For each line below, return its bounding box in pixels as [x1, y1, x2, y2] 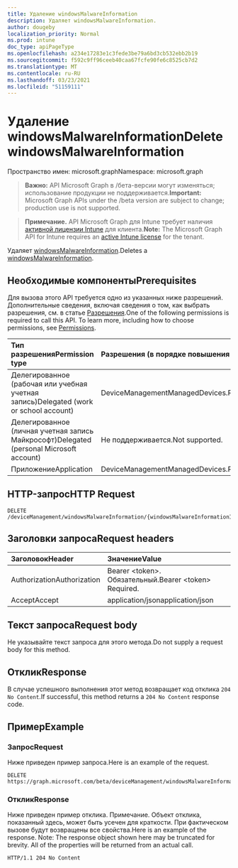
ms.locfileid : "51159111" [7, 83, 84, 90]
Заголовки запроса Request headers [7, 533, 174, 545]
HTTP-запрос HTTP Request [7, 488, 135, 501]
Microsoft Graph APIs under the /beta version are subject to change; [24, 196, 225, 205]
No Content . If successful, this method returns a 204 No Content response [7, 693, 220, 701]
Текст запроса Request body [7, 619, 138, 631]
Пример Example [7, 720, 84, 732]
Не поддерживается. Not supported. [101, 435, 223, 445]
